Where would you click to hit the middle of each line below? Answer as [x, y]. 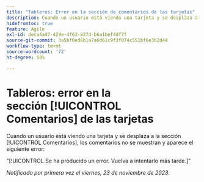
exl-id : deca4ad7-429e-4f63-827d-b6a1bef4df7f [67, 35]
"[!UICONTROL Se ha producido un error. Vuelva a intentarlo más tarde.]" [99, 161]
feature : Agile [26, 29]
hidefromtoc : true [30, 23]
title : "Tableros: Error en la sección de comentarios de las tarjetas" [101, 12]
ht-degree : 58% [26, 57]
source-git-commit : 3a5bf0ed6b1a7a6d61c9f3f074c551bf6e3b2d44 [87, 40]
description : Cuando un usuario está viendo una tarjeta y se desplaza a [102, 18]
